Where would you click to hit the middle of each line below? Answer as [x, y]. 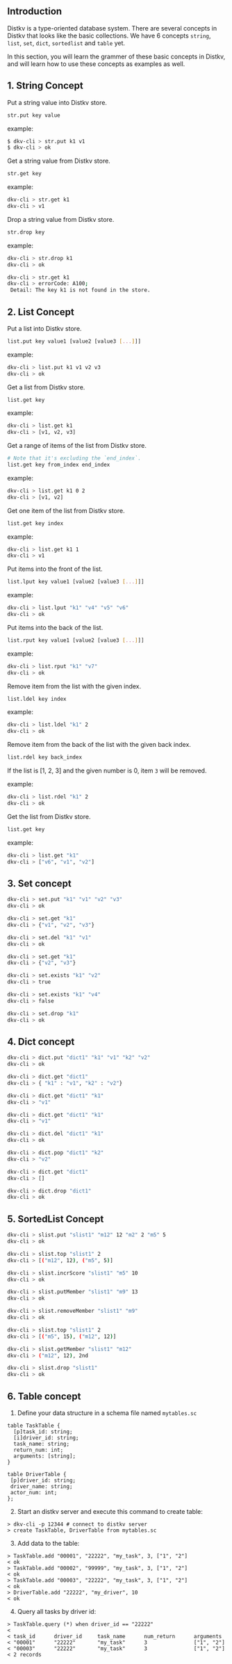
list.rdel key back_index [44, 757]
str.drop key [26, 232]
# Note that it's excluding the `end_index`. [74, 458]
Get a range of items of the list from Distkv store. [77, 446]
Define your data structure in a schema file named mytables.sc [107, 1413]
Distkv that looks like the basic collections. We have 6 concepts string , [109, 35]
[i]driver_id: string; [46, 1438]
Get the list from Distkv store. [49, 816]
